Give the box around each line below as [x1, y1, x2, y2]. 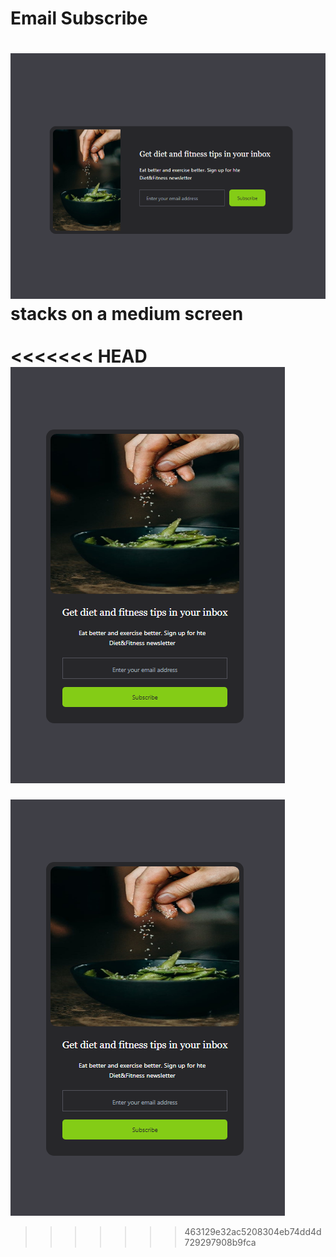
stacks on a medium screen [10, 302, 244, 325]
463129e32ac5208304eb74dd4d [184, 1225, 322, 1237]
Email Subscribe [10, 7, 148, 30]
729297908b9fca [184, 1236, 257, 1248]
